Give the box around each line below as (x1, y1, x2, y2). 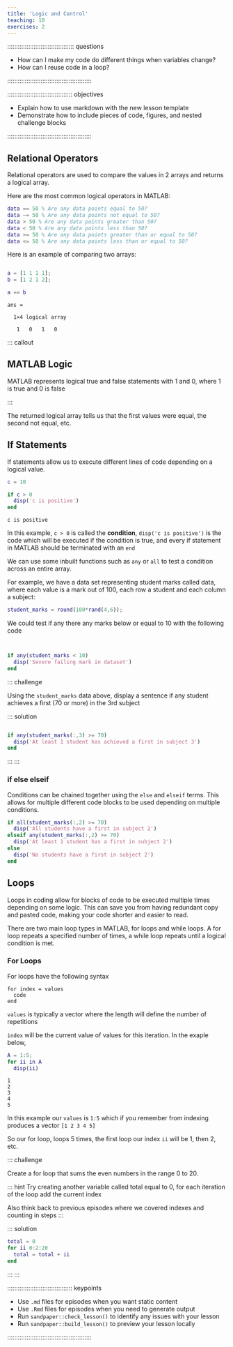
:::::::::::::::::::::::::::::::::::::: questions (7, 43, 104, 51)
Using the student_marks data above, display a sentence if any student (7, 691, 209, 700)
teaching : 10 (7, 17, 45, 24)
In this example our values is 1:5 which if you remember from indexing (7, 1114, 209, 1122)
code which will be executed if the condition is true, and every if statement (7, 536, 221, 545)
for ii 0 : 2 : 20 (7, 1244, 49, 1252)
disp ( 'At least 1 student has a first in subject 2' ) (13, 838, 172, 845)
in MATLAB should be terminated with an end (7, 543, 136, 552)
